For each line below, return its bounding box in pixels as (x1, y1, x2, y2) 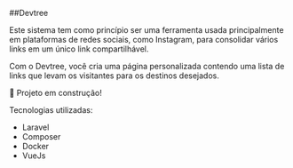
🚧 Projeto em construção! (9, 88, 102, 98)
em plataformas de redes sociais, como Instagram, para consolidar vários (9, 35, 279, 44)
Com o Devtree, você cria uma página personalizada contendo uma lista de (9, 61, 285, 71)
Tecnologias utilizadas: (9, 105, 93, 115)
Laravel (21, 122, 50, 132)
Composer (21, 132, 61, 141)
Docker (21, 141, 50, 151)
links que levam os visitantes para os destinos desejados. (9, 70, 220, 81)
